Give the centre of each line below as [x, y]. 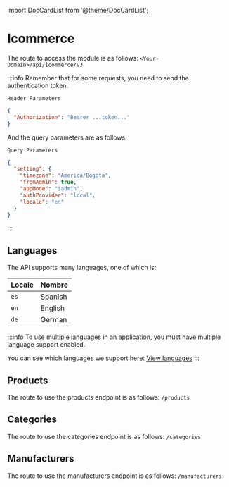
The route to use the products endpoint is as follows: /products [99, 397]
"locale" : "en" [42, 202]
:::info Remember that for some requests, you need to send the [98, 78]
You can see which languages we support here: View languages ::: [104, 358]
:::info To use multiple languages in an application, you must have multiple [114, 337]
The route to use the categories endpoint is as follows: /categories [104, 436]
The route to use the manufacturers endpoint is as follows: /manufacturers [115, 476]
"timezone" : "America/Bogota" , [66, 175]
